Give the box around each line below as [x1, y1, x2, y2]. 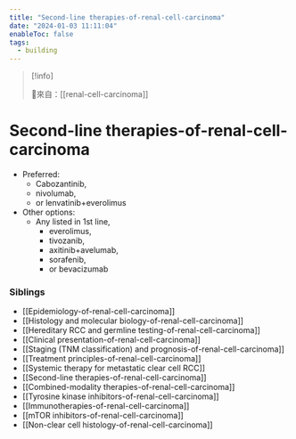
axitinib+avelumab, [48, 245, 119, 256]
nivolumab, [35, 188, 77, 199]
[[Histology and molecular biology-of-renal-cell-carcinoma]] [21, 315, 243, 326]
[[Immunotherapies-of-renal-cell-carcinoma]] [21, 401, 190, 411]
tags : [9, 37, 29, 47]
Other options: [21, 207, 76, 218]
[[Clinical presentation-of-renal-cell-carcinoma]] [21, 335, 201, 346]
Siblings [9, 286, 46, 298]
